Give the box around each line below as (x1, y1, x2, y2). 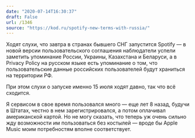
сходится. (6, 89, 31, 96)
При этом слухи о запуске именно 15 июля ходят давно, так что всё (6, 83, 176, 91)
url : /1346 (6, 19, 33, 25)
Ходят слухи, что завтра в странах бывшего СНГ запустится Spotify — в (6, 41, 186, 48)
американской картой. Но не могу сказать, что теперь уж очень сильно (6, 113, 187, 120)
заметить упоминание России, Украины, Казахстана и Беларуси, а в (6, 53, 177, 60)
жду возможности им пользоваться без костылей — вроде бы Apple (6, 119, 178, 126)
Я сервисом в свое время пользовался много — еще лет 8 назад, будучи (6, 101, 190, 108)
